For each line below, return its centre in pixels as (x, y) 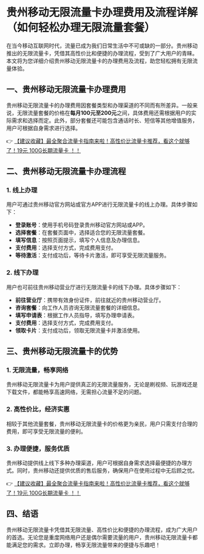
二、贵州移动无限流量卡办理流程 (66, 172)
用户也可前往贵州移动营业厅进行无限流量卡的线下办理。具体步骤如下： (94, 287)
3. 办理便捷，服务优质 (38, 448)
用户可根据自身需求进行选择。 (43, 128)
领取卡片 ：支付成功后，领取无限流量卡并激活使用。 (79, 330)
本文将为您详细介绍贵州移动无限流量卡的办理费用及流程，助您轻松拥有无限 (99, 61)
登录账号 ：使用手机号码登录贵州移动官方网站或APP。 (82, 225)
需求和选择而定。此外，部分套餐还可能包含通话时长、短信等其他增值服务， (104, 120)
